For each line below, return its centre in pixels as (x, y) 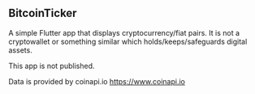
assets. (20, 50)
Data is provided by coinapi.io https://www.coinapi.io (97, 81)
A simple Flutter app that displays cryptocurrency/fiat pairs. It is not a (124, 32)
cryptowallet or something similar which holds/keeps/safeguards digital (128, 41)
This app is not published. (52, 66)
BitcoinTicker (43, 13)
